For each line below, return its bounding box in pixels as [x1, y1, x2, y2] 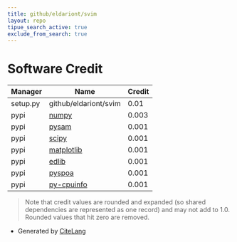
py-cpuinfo [48, 179, 88, 189]
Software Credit [7, 61, 103, 77]
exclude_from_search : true [7, 30, 88, 38]
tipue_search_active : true [7, 23, 88, 31]
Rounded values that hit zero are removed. [24, 213, 150, 221]
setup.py [11, 99, 41, 109]
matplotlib [48, 145, 83, 155]
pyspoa [48, 168, 75, 178]
